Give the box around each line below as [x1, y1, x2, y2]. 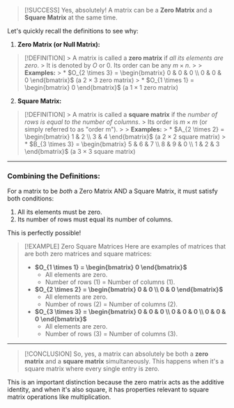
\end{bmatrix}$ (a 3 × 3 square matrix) [24, 148, 136, 155]
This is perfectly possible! [7, 229, 81, 237]
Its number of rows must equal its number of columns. [17, 215, 173, 223]
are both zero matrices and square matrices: [24, 250, 152, 258]
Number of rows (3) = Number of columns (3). [45, 330, 178, 338]
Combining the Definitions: [7, 171, 101, 180]
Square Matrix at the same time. [24, 13, 118, 22]
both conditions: [7, 194, 54, 203]
